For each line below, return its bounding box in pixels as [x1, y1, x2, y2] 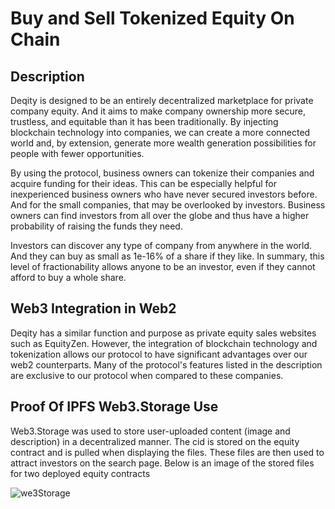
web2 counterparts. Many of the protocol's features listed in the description [10, 358, 323, 371]
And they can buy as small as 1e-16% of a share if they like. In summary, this [10, 250, 325, 262]
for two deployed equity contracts [10, 467, 151, 479]
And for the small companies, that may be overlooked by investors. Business [10, 199, 326, 211]
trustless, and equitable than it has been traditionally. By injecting [10, 116, 279, 127]
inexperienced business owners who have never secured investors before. [10, 188, 318, 200]
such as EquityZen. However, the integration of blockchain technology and [10, 337, 318, 349]
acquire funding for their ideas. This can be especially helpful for [10, 178, 277, 189]
